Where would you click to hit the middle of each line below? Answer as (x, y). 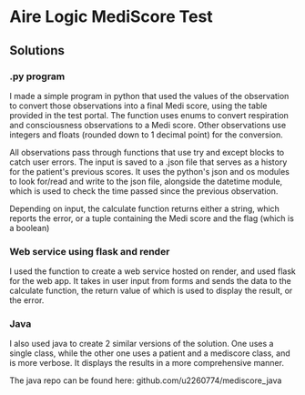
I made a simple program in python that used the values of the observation (149, 96)
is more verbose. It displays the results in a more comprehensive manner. (147, 363)
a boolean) (30, 228)
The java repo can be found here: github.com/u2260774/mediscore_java (146, 380)
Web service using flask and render (90, 251)
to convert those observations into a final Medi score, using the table (138, 106)
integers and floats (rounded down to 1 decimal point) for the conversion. (147, 135)
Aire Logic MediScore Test (112, 17)
